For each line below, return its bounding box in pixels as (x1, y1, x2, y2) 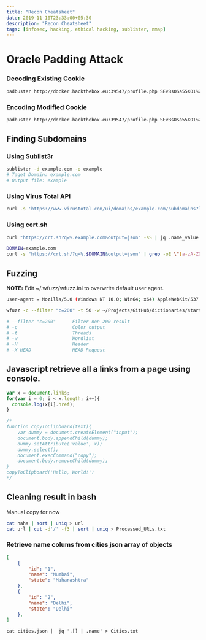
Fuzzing (6, 268, 38, 279)
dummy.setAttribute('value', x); (17, 441, 103, 447)
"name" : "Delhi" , (28, 600, 72, 606)
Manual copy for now (6, 508, 60, 515)
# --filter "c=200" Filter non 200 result (6, 318, 131, 325)
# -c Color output (6, 324, 105, 330)
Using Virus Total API (6, 192, 71, 201)
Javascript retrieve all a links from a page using (6, 364, 191, 374)
